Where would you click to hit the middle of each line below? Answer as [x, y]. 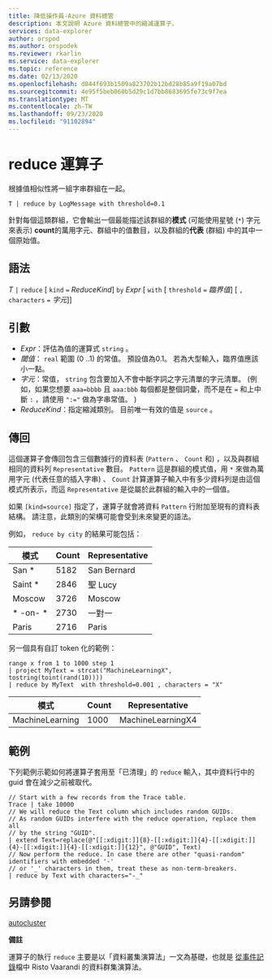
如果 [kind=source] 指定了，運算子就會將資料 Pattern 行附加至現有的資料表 [134, 507]
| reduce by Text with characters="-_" [76, 876]
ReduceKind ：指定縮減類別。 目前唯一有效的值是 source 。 [119, 409]
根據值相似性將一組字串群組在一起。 [69, 188]
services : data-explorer [50, 31]
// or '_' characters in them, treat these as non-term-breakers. [123, 869]
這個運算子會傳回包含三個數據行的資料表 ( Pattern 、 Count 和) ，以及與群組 [134, 459]
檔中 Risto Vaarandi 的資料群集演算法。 [81, 967]
